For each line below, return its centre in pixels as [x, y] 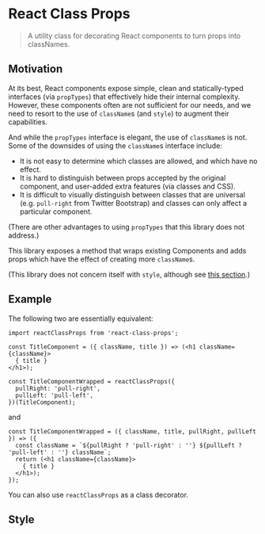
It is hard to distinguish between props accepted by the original [123, 177]
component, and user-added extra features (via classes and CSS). [127, 186]
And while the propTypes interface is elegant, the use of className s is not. [128, 137]
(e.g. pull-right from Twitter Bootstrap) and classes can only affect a [133, 203]
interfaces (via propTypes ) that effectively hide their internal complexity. [124, 97]
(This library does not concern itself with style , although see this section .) [129, 274]
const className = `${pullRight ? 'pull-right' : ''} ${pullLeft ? [129, 445]
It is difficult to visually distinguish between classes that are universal [132, 194]
